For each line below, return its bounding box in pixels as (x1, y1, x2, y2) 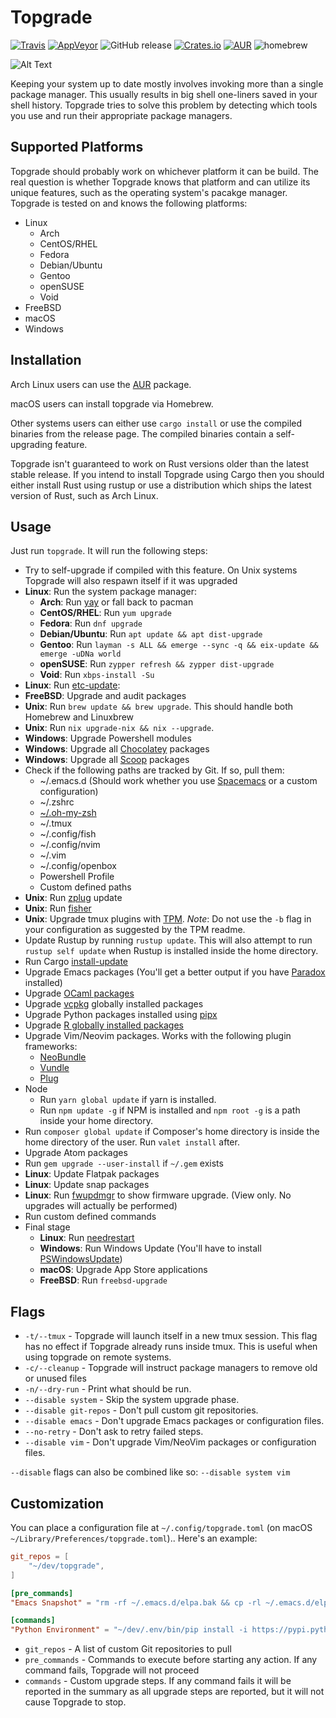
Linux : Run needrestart (39, 1232, 135, 1244)
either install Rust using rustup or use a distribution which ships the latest (10, 479, 312, 491)
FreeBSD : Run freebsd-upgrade (39, 1274, 168, 1286)
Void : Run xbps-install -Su (39, 669, 155, 681)
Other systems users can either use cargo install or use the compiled (10, 417, 303, 429)
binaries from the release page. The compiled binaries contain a (10, 427, 274, 440)
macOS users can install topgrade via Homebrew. (10, 397, 214, 410)
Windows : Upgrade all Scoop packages (24, 754, 190, 766)
